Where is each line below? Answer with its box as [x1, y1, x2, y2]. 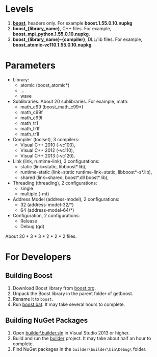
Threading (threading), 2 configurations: [12, 180, 97, 186]
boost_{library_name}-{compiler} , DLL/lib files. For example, [12, 36, 143, 42]
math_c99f [20, 109, 43, 115]
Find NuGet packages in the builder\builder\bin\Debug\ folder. [12, 346, 147, 352]
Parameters [5, 60, 56, 72]
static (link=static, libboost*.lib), [20, 163, 87, 169]
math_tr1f [20, 125, 40, 131]
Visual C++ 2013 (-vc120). [20, 152, 75, 159]
